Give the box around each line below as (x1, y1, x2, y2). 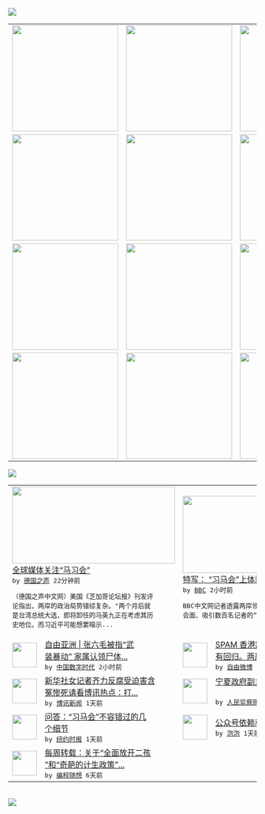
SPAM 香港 (215, 639, 256, 650)
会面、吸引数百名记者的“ (182, 611, 258, 620)
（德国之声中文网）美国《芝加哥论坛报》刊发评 (12, 593, 154, 601)
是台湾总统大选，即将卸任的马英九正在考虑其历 (12, 611, 154, 620)
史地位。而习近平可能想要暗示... (12, 620, 114, 628)
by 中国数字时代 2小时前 (44, 663, 122, 671)
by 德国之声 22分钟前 (12, 577, 80, 585)
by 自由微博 (215, 663, 253, 671)
